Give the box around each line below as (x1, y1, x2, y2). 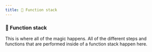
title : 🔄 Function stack (5, 7, 57, 13)
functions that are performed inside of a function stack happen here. (5, 41, 147, 47)
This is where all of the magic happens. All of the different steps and (5, 35, 147, 41)
